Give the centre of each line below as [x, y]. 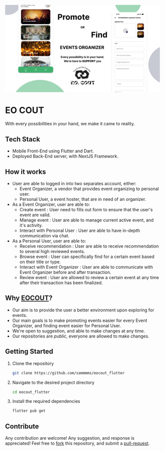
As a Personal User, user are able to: [49, 241]
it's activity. [31, 225]
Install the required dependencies [46, 401]
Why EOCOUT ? [29, 298]
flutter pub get [29, 411]
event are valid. [35, 215]
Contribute [22, 426]
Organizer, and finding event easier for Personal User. [67, 325]
